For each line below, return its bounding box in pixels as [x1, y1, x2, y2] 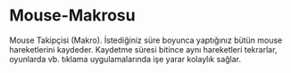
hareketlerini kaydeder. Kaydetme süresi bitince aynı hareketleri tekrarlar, [9, 44, 278, 54]
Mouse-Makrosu [9, 5, 136, 26]
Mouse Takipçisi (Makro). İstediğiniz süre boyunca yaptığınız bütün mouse [9, 35, 283, 45]
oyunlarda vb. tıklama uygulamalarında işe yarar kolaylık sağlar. [9, 53, 242, 64]
